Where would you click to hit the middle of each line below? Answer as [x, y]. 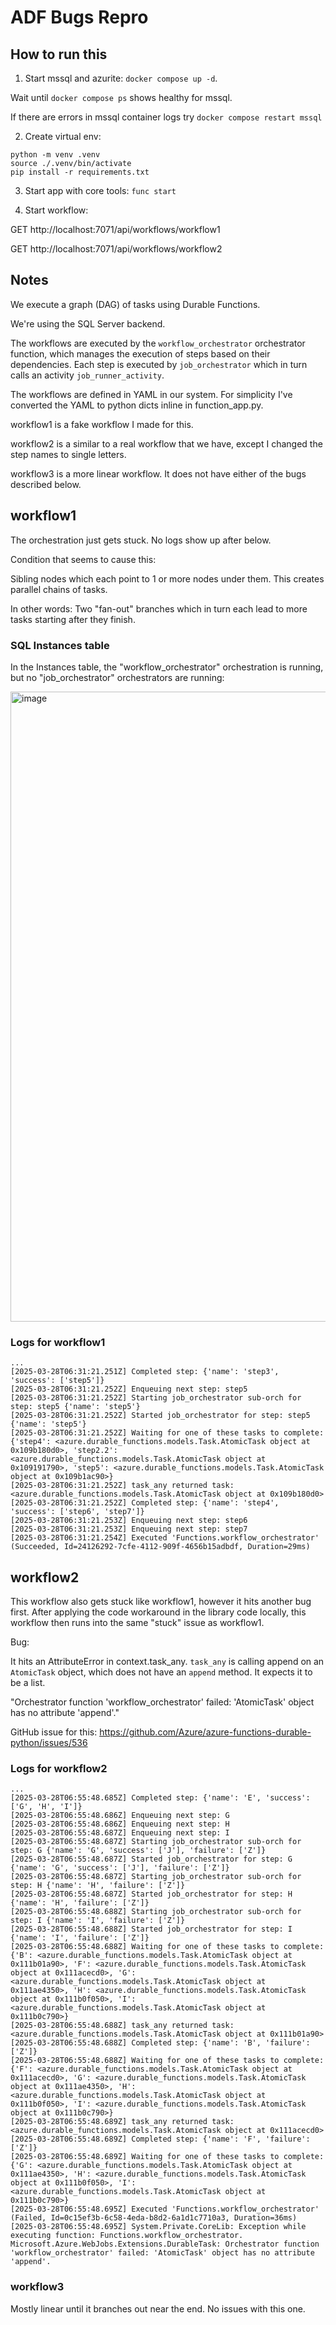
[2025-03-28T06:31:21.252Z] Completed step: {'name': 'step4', [145, 1503]
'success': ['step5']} [57, 1381]
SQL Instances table [60, 645]
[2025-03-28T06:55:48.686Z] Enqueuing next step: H [120, 1824]
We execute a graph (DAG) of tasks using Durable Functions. [135, 304]
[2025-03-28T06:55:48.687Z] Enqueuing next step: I [120, 1833]
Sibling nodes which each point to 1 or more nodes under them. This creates [167, 578]
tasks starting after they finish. [73, 619]
